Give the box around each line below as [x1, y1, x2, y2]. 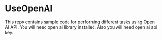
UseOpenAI [5, 3, 53, 14]
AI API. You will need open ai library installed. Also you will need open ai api [5, 24, 158, 30]
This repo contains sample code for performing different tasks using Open [5, 19, 155, 25]
